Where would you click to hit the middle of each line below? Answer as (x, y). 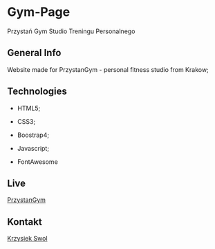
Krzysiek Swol (27, 239)
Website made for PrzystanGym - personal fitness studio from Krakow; (108, 69)
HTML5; (29, 108)
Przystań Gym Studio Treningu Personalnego (71, 31)
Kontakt (25, 222)
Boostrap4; (33, 135)
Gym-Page (39, 12)
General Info (34, 53)
